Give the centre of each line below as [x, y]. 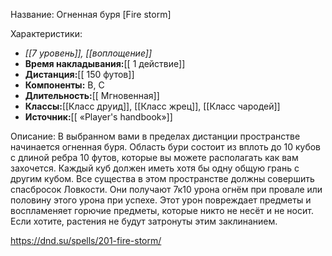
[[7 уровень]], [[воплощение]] [88, 53]
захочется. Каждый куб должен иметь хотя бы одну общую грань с [155, 168]
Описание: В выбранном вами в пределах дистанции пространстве [155, 136]
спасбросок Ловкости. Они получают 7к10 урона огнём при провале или [166, 189]
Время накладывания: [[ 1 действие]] [105, 63]
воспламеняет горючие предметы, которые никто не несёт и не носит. [162, 210]
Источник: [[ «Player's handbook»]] [98, 117]
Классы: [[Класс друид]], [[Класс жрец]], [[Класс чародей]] [152, 106]
